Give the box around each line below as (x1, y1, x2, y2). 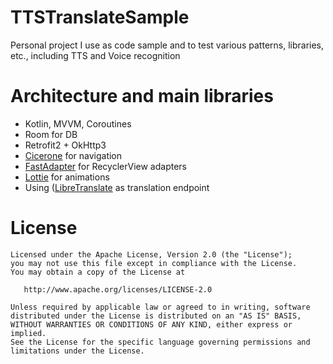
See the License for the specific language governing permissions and (10, 337, 311, 347)
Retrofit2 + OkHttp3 (24, 139, 107, 151)
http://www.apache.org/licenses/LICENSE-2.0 (23, 284, 213, 295)
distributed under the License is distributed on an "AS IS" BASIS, (10, 311, 302, 321)
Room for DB (24, 128, 78, 140)
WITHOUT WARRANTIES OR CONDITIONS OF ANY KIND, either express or (10, 319, 293, 330)
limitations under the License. (10, 346, 145, 356)
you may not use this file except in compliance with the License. (10, 258, 298, 268)
